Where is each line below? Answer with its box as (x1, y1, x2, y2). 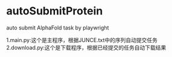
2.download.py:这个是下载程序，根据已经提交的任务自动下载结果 (6, 44, 167, 51)
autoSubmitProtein (6, 4, 103, 18)
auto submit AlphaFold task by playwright (6, 24, 109, 31)
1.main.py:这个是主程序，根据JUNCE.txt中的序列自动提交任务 (6, 36, 158, 43)
